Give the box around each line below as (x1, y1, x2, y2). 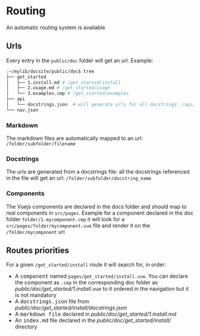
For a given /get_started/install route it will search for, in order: (6, 261, 167, 268)
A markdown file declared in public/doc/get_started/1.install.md (14, 310, 177, 318)
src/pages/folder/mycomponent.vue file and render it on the (6, 222, 151, 229)
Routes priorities (6, 246, 70, 256)
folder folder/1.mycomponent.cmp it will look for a (6, 215, 125, 222)
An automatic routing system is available (6, 24, 105, 31)
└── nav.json (6, 107, 39, 113)
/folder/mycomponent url (6, 228, 65, 235)
